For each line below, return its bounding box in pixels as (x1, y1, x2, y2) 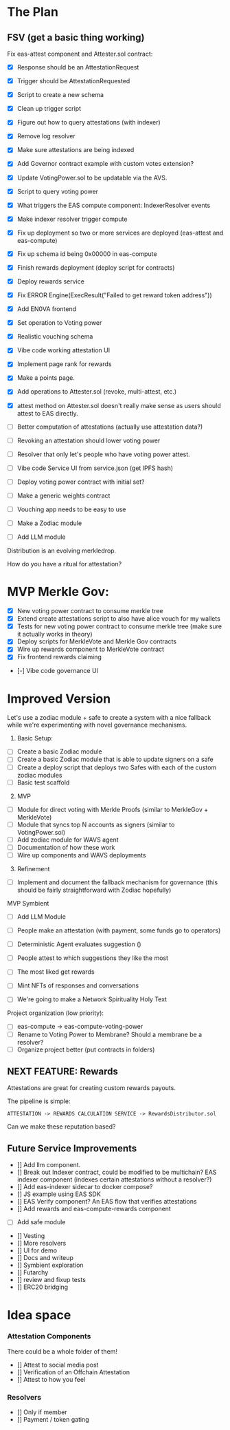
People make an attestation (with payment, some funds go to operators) (16, 926, 221, 935)
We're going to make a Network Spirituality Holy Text (16, 995, 167, 1003)
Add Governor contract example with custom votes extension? (16, 160, 194, 168)
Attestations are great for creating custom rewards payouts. (7, 1084, 176, 1092)
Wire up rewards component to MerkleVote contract (16, 645, 165, 654)
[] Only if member (16, 1408, 67, 1416)
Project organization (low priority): (7, 1009, 104, 1017)
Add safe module (16, 1218, 66, 1226)
